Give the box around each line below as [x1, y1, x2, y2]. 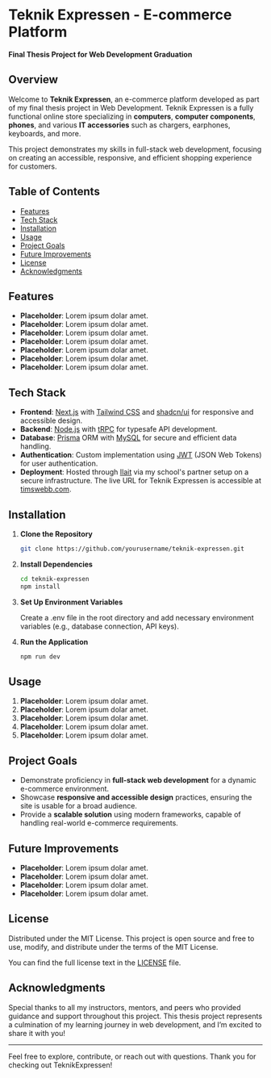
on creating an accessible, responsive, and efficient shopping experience [8, 153, 252, 162]
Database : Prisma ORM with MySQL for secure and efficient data [19, 433, 237, 443]
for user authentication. [19, 458, 98, 469]
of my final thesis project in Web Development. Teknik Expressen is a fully [8, 102, 254, 112]
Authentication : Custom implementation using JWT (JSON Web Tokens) [19, 450, 262, 460]
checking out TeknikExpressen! [8, 1059, 113, 1070]
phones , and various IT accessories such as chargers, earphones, [8, 119, 231, 130]
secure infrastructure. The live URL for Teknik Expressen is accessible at [19, 476, 262, 486]
